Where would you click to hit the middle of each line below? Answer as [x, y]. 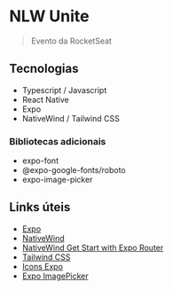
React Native [45, 99]
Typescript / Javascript [64, 90]
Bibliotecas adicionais [58, 141]
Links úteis [40, 207]
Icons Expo [43, 266]
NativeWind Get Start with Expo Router [93, 247]
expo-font [40, 161]
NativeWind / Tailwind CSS [71, 118]
